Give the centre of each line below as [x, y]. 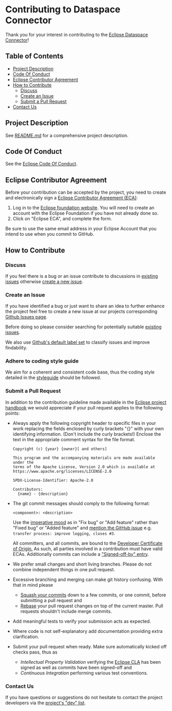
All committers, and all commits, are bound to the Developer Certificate [88, 543]
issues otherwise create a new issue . [44, 282]
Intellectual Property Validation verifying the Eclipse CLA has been [91, 662]
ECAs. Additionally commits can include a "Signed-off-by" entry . [81, 554]
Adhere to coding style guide [42, 361]
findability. [16, 348]
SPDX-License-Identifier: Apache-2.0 [53, 480]
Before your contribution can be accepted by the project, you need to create [86, 192]
